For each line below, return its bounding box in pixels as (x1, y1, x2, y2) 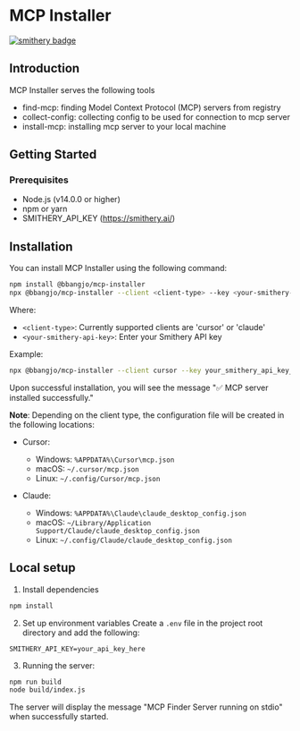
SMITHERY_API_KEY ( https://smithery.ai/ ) (21, 213, 176, 224)
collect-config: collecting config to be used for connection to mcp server (21, 111, 290, 122)
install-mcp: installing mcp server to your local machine (21, 121, 227, 132)
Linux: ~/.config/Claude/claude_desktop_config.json (35, 534, 232, 545)
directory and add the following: (21, 627, 140, 638)
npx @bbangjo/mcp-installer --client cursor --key (9, 366, 202, 375)
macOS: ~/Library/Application (35, 516, 152, 528)
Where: (9, 305, 37, 315)
